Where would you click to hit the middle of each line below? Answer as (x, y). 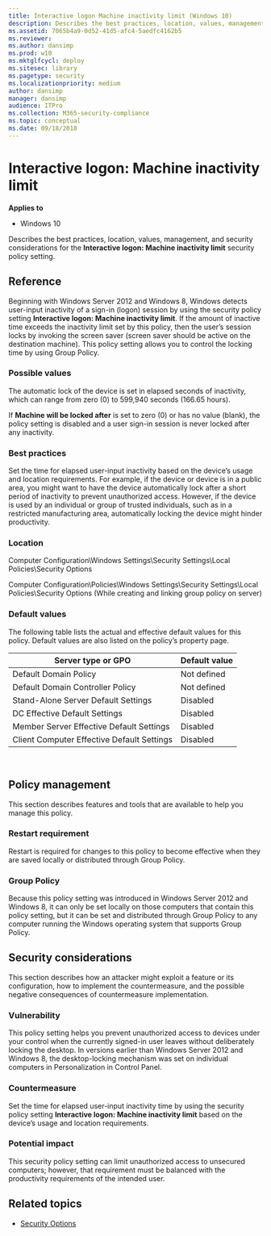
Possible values (40, 374)
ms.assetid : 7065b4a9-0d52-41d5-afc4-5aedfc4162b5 (95, 31)
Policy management (60, 785)
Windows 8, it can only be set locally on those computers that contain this (131, 907)
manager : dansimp (38, 98)
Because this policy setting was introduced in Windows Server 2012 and (128, 898)
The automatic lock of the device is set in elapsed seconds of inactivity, (127, 390)
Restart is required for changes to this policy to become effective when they (134, 851)
